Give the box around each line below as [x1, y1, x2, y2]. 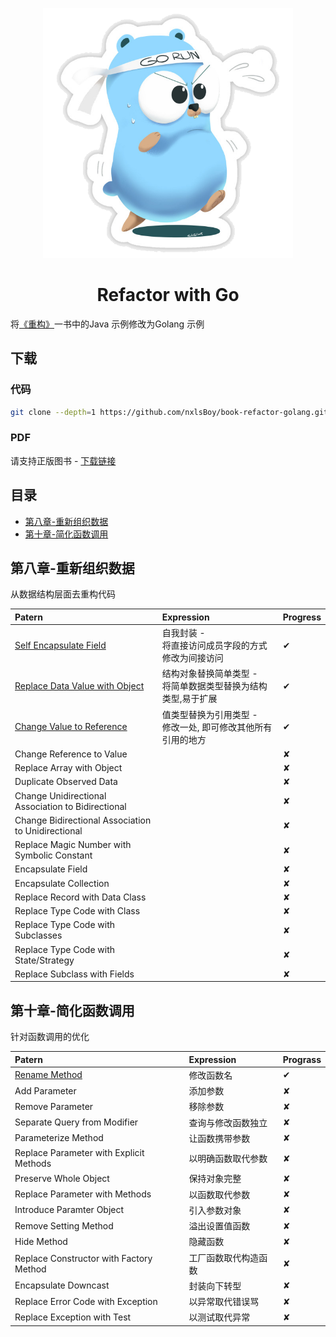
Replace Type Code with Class [14, 905, 141, 917]
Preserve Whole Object [14, 1172, 110, 1184]
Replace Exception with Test [14, 1311, 132, 1323]
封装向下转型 [188, 1279, 242, 1292]
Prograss [282, 1053, 322, 1065]
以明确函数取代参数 [188, 1153, 268, 1165]
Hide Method [14, 1235, 68, 1247]
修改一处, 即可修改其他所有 [161, 721, 273, 733]
